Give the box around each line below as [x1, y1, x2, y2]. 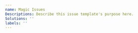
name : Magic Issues [5, 7, 46, 12]
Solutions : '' [5, 16, 35, 21]
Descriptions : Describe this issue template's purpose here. [5, 12, 134, 16]
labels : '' [5, 20, 28, 26]
